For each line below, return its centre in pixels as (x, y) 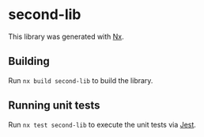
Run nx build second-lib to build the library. (81, 80)
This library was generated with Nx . (66, 36)
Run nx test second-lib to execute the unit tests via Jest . (102, 124)
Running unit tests (54, 106)
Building (29, 61)
